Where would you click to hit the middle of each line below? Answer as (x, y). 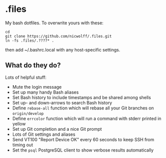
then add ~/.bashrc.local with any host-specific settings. (63, 50)
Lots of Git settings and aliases (44, 134)
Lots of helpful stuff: (26, 77)
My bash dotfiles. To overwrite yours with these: (54, 23)
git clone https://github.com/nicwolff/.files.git (58, 36)
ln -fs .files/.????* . (30, 41)
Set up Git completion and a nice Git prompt (57, 129)
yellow (19, 124)
